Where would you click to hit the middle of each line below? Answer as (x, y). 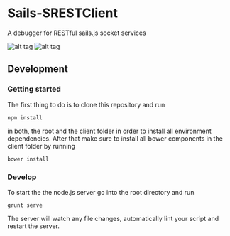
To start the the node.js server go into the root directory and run (101, 192)
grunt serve (25, 205)
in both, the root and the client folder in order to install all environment (109, 131)
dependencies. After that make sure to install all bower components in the (115, 138)
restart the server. (34, 226)
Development (38, 69)
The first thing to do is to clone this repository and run (86, 104)
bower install (28, 159)
